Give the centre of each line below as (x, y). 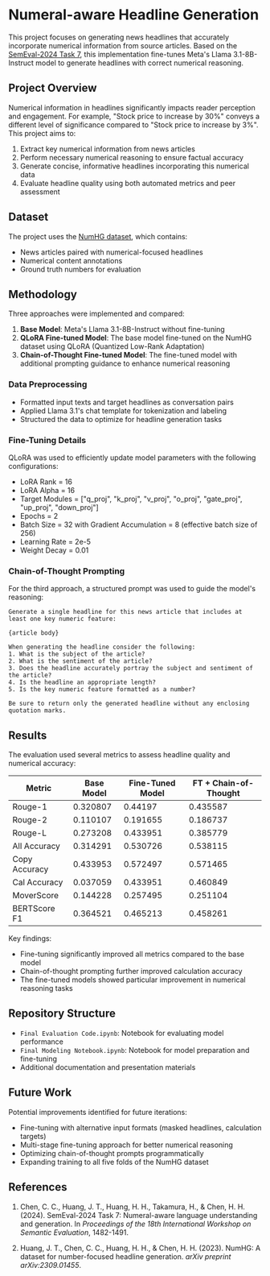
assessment (40, 192)
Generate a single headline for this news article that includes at (125, 612)
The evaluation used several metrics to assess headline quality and (119, 755)
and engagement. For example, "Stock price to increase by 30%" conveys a (134, 116)
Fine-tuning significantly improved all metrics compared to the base (132, 954)
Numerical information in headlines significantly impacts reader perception (132, 107)
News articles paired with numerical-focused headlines (111, 252)
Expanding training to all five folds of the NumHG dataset (114, 1162)
